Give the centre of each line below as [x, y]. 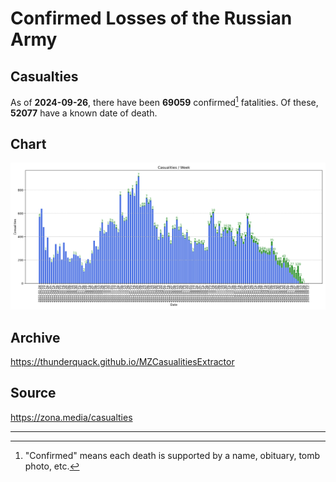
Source [33, 393]
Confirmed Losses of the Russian [151, 18]
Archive [35, 337]
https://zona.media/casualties [71, 417]
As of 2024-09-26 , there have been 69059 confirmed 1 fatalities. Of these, [164, 101]
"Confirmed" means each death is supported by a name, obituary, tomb [172, 455]
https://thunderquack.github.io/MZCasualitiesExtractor [122, 362]
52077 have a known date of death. [84, 113]
